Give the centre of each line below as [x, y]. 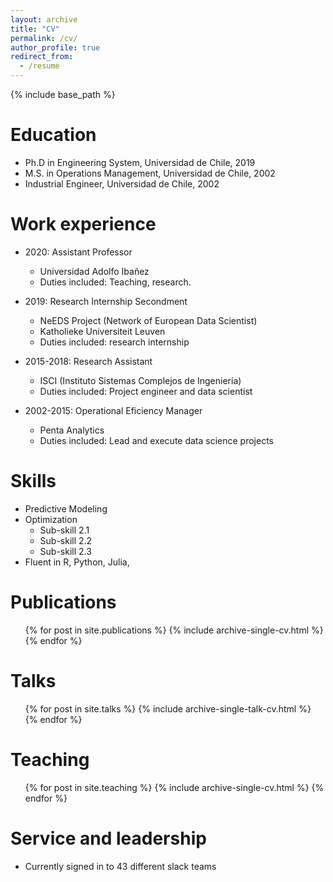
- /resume [39, 66]
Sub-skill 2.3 [65, 551]
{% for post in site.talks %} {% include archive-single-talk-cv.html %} [168, 708]
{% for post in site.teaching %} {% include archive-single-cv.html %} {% [174, 787]
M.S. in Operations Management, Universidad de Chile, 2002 [150, 173]
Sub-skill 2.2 [66, 540]
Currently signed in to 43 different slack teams [120, 866]
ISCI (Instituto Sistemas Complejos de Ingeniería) [140, 380]
